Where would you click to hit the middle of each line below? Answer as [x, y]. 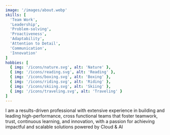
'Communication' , [28, 48]
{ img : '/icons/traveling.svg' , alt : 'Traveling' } [66, 91]
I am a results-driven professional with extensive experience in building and [85, 110]
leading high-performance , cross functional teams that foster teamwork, [81, 116]
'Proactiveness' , [28, 34]
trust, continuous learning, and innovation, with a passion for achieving [80, 122]
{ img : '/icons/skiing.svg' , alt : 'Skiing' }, [60, 86]
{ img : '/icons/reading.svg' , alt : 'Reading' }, [63, 72]
